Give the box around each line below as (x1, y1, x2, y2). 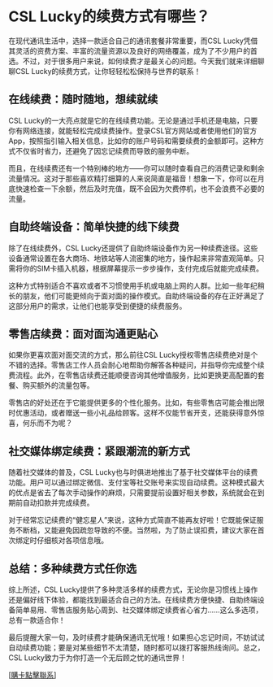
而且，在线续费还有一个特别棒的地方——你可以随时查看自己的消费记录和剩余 (8, 163, 265, 173)
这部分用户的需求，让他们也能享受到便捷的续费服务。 (8, 301, 187, 311)
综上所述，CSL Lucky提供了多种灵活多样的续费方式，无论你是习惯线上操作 (8, 585, 258, 594)
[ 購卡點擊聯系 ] (8, 670, 57, 680)
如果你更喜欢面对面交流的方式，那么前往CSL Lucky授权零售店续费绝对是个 (8, 350, 258, 360)
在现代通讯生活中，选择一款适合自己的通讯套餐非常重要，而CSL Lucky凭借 (8, 36, 258, 46)
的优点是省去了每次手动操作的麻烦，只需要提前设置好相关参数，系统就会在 (8, 488, 258, 498)
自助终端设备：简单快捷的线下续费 (8, 220, 180, 234)
